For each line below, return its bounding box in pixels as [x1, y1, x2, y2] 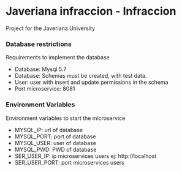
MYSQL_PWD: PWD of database [14, 146, 97, 153]
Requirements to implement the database [6, 54, 110, 61]
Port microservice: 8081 [14, 85, 75, 92]
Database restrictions [6, 40, 72, 48]
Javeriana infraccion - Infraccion [6, 4, 176, 18]
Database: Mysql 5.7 [14, 65, 67, 73]
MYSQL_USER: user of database [14, 139, 96, 146]
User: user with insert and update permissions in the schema [14, 78, 169, 86]
